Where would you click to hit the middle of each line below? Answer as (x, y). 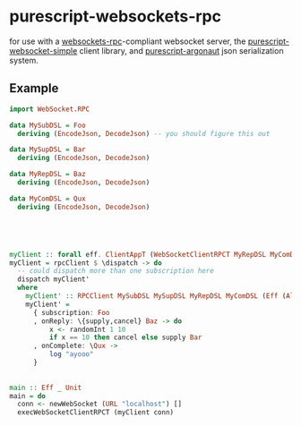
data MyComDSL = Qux (48, 199)
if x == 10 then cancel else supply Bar (125, 337)
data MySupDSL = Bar (48, 149)
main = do (28, 396)
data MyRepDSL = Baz (48, 175)
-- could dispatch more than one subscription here (116, 271)
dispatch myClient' (54, 279)
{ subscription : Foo (71, 312)
